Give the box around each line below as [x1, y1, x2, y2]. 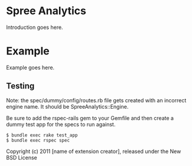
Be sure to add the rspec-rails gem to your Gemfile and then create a [6, 114, 174, 122]
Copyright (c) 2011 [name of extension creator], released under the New [6, 148, 181, 155]
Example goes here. [6, 64, 55, 71]
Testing [6, 81, 35, 91]
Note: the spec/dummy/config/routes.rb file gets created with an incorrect [6, 96, 187, 104]
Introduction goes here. [6, 24, 63, 31]
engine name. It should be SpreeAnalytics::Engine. [6, 103, 129, 110]
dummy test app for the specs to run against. [6, 121, 116, 128]
